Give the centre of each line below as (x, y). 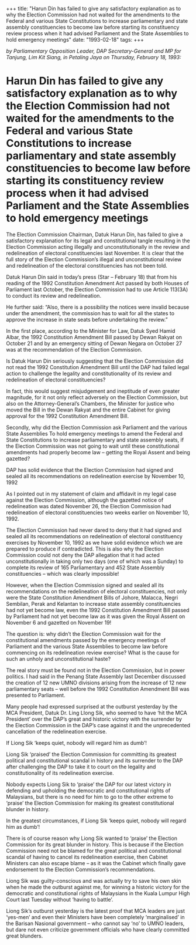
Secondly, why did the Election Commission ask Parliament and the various (97, 427)
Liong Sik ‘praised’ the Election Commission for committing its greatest (91, 754)
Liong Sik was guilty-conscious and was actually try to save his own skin (94, 880)
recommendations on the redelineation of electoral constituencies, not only (97, 591)
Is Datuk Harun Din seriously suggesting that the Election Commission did (95, 361)
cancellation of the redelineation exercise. (56, 731)
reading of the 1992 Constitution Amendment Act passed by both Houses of (97, 283)
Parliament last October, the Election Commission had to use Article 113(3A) (97, 289)
